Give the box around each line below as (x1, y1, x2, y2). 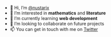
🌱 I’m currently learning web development (9, 15, 97, 21)
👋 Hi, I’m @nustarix (9, 5, 49, 10)
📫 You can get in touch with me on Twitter (9, 26, 98, 32)
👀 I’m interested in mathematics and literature (9, 10, 106, 16)
